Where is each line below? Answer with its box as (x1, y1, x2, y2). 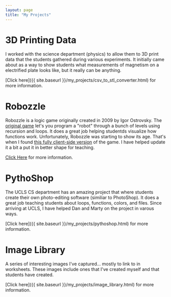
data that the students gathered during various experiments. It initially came (5, 57, 165, 63)
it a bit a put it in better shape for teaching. (5, 144, 95, 151)
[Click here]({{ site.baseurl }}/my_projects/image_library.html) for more (5, 282, 154, 288)
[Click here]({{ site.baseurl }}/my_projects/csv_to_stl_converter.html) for (5, 77, 156, 83)
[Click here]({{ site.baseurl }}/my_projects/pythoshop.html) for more (5, 220, 149, 227)
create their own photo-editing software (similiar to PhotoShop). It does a (5, 194, 159, 201)
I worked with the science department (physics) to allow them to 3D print (5, 51, 159, 57)
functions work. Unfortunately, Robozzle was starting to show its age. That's (5, 134, 166, 140)
